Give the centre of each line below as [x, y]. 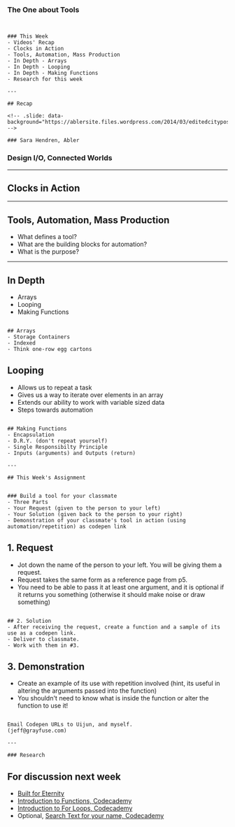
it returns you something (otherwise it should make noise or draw [111, 594]
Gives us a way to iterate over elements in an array [90, 395]
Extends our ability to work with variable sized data [91, 402]
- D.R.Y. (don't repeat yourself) [58, 441]
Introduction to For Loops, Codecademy [75, 808]
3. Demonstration [46, 667]
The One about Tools [43, 10]
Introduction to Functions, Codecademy [74, 801]
